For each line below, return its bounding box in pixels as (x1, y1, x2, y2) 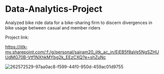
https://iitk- (5, 44, 28, 49)
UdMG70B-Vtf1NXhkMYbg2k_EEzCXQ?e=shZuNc (5, 54, 106, 60)
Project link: (5, 34, 30, 40)
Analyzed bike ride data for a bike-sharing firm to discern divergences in (5, 20, 153, 25)
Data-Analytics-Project (5, 3, 102, 15)
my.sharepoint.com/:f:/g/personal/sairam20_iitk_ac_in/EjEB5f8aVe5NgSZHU (5, 49, 159, 55)
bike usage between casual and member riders (5, 25, 101, 30)
